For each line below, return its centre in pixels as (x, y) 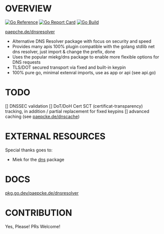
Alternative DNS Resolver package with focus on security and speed (82, 41)
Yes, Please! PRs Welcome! (33, 226)
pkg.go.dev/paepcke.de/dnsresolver (42, 193)
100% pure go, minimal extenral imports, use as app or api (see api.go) (84, 72)
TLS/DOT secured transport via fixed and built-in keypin (69, 67)
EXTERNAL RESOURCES (55, 136)
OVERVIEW (29, 9)
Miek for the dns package (38, 159)
